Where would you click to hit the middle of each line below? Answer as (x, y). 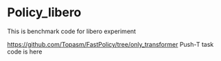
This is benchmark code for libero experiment (71, 31)
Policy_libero (44, 13)
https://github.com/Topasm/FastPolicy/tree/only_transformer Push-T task (110, 44)
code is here (25, 52)
